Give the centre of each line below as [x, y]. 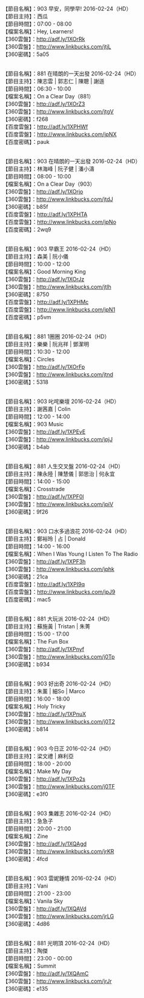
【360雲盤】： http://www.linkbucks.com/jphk [58, 569]
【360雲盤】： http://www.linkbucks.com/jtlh [57, 287]
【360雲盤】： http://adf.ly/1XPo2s [44, 779]
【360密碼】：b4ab [26, 447]
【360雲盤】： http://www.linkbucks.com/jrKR [58, 851]
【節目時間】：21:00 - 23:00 [37, 893]
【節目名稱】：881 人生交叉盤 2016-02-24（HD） [63, 466]
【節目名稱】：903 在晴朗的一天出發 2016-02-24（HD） [72, 161]
